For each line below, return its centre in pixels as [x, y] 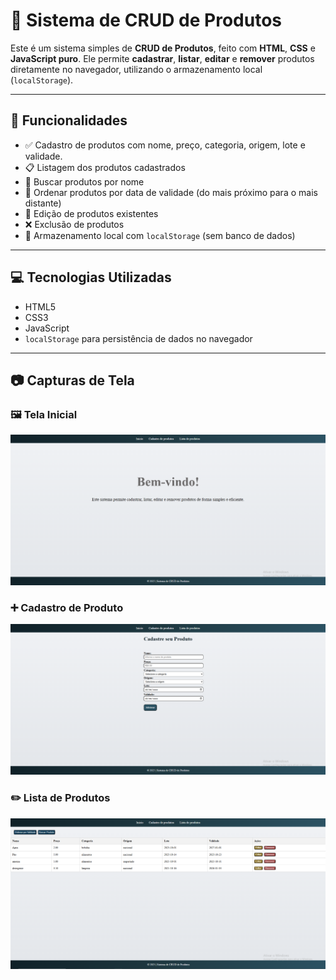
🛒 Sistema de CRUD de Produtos [146, 20]
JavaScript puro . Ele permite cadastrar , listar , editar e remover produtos [162, 58]
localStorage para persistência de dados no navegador [138, 338]
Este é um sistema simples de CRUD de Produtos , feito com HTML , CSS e [163, 48]
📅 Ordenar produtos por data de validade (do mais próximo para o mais [171, 192]
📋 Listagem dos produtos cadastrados [105, 167]
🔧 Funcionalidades [69, 120]
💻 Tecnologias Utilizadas [91, 277]
